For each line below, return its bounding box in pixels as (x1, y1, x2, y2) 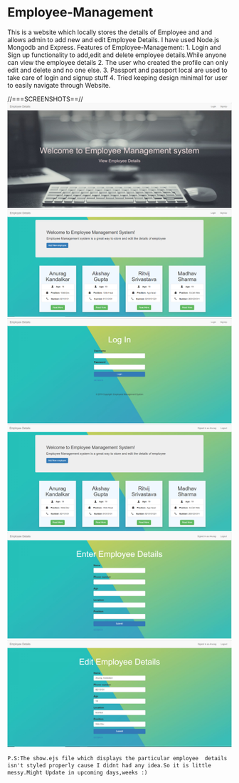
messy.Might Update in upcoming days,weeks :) (7, 769, 148, 777)
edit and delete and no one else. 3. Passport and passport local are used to (7, 66, 228, 74)
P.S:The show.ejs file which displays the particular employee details (7, 755, 228, 762)
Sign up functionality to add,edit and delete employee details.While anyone (7, 51, 227, 59)
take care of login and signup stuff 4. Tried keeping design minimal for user (7, 73, 228, 82)
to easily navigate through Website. (7, 81, 111, 89)
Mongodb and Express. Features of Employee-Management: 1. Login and (7, 43, 221, 51)
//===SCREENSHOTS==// (7, 94, 83, 103)
